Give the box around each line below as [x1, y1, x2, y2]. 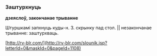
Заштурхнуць [5, 4, 42, 11]
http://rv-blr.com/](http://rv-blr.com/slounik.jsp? [7, 40, 108, 46]
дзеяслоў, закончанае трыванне [5, 15, 78, 21]
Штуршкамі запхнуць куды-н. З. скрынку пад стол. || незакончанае [5, 25, 152, 31]
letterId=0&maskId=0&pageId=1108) [5, 45, 82, 51]
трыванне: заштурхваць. [5, 30, 59, 36]
